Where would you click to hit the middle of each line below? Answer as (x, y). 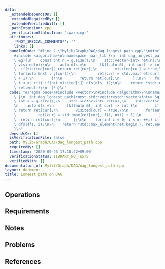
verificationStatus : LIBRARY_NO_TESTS (49, 156)
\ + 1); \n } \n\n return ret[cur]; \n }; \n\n (80, 78)
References (23, 262)
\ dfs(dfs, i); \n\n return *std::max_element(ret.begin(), (79, 124)
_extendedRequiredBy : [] (35, 19)
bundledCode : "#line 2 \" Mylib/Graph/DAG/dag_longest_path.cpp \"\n (80, 51)
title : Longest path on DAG (34, 175)
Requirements (27, 211)
